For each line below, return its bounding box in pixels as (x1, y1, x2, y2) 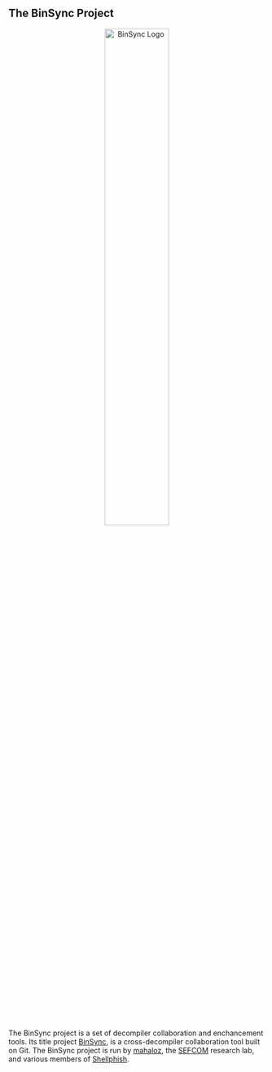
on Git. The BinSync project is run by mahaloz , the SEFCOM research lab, (8, 1045, 255, 1055)
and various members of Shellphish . (8, 1054, 129, 1064)
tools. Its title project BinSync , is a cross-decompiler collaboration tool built (8, 1036, 261, 1046)
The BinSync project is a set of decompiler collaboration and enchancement (8, 1028, 264, 1038)
